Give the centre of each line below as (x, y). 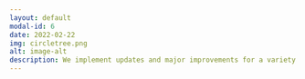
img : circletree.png (49, 43)
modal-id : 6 (32, 26)
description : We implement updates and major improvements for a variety (153, 60)
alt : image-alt (38, 52)
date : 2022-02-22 (42, 35)
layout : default (40, 18)
